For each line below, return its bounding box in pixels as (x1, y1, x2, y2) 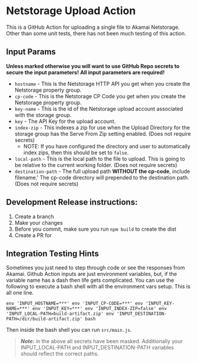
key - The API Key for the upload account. (14, 118, 116, 125)
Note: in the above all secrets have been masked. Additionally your (20, 338, 183, 345)
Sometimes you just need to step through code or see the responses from (6, 264, 185, 271)
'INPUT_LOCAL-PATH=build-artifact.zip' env (6, 311, 115, 317)
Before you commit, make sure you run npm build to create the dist (14, 225, 176, 232)
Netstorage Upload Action (6, 4, 136, 18)
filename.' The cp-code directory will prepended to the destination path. (14, 174, 189, 181)
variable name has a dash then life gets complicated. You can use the (6, 277, 175, 284)
